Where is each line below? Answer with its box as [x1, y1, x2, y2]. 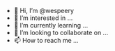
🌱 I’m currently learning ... [13, 21, 89, 29]
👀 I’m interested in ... [13, 14, 73, 22]
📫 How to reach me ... [13, 37, 79, 44]
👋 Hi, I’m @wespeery [13, 7, 75, 14]
